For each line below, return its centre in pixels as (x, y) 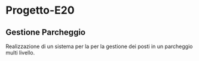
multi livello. (20, 53)
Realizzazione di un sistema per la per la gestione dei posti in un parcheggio (99, 46)
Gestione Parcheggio (46, 32)
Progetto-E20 (40, 10)
